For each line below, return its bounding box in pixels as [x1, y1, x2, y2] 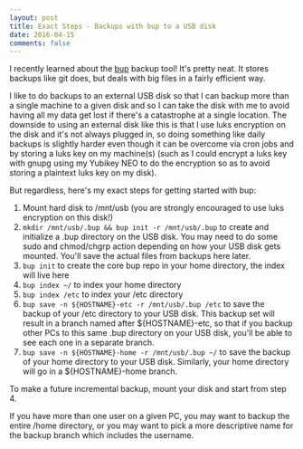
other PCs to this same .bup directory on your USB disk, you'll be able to [22, 328, 292, 339]
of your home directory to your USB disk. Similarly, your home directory [22, 357, 289, 368]
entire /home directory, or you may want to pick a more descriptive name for [9, 420, 294, 431]
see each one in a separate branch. [22, 337, 156, 349]
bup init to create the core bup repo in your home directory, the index [22, 260, 285, 272]
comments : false [9, 38, 71, 48]
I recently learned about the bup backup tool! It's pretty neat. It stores [9, 63, 270, 74]
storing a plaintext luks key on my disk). [9, 167, 157, 178]
